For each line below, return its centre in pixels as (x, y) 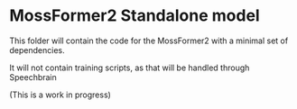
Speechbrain (33, 77)
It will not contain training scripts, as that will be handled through (130, 68)
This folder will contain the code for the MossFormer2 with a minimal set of (149, 41)
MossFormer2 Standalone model (135, 16)
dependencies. (37, 50)
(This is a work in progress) (60, 95)
